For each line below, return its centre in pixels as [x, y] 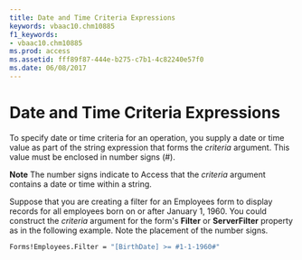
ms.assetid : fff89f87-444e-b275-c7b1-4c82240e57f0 [107, 60]
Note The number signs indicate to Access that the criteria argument [138, 174]
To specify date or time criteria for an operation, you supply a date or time [147, 137]
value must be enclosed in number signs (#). [93, 157]
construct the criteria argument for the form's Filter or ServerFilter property [151, 220]
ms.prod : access [40, 51]
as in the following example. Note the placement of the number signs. [139, 230]
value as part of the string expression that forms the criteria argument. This [150, 147]
